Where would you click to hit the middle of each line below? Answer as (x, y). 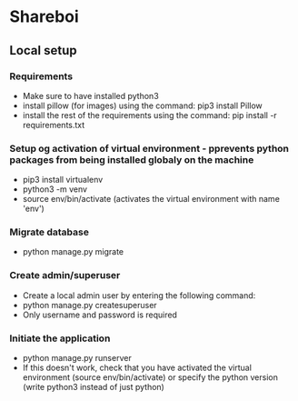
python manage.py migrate (73, 252)
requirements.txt (54, 125)
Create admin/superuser (65, 276)
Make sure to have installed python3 (90, 95)
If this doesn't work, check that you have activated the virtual (137, 368)
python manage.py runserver (77, 358)
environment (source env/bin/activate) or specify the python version (150, 377)
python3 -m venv (55, 189)
